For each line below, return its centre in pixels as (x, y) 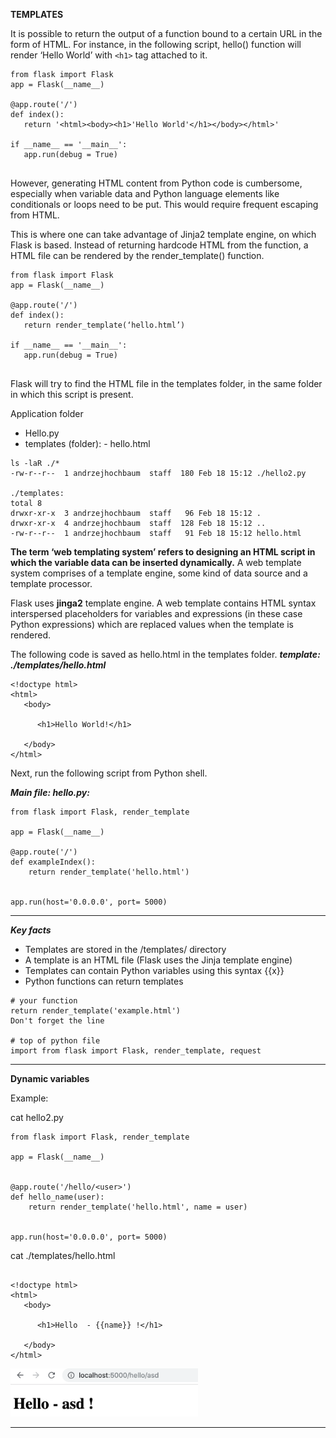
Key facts (31, 930)
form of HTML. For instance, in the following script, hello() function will (156, 44)
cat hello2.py (37, 1117)
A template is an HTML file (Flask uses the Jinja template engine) (158, 960)
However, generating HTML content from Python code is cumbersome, (156, 183)
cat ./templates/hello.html (63, 1255)
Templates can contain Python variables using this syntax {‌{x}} (154, 970)
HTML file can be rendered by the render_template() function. (137, 255)
